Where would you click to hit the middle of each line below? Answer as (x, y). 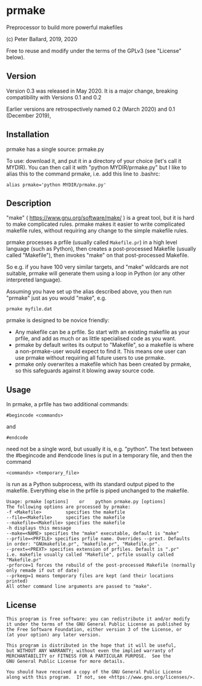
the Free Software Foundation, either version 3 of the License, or (94, 630)
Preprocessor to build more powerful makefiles (65, 27)
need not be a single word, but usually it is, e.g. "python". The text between (100, 449)
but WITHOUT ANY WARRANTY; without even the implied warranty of (90, 651)
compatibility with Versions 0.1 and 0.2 (54, 97)
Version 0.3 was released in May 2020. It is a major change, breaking (92, 91)
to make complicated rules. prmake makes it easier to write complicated (96, 224)
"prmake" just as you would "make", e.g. (56, 298)
